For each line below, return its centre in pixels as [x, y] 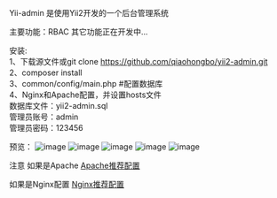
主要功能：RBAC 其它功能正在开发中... [79, 32]
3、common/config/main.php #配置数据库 [86, 84]
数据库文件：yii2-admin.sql [59, 106]
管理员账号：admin [44, 117]
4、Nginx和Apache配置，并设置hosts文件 [86, 95]
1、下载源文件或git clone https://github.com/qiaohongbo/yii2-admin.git [138, 61]
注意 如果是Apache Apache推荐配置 [75, 165]
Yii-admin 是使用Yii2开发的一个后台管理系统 [89, 13]
